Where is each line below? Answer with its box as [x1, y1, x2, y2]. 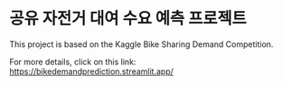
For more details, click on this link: [9, 56, 136, 67]
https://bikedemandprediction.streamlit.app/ [9, 65, 174, 77]
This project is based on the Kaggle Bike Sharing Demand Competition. [9, 38, 274, 50]
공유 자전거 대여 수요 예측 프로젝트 [9, 8, 247, 29]
